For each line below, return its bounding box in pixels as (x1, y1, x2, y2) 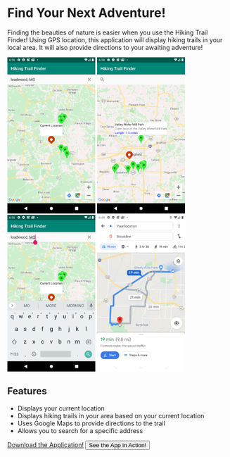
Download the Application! (7, 440, 84, 449)
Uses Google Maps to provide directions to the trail (17, 419, 165, 427)
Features (7, 385, 47, 397)
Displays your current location (17, 403, 106, 413)
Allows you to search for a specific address (17, 426, 143, 434)
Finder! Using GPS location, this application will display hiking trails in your (7, 35, 223, 44)
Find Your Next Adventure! (7, 5, 166, 21)
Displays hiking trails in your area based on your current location (17, 411, 205, 420)
